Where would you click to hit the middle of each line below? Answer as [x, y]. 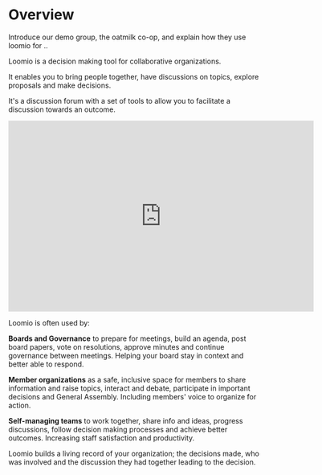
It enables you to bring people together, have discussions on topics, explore [134, 76]
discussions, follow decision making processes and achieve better [118, 429]
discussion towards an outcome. [62, 109]
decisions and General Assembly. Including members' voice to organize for [132, 396]
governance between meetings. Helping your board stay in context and [126, 355]
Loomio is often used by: [49, 322]
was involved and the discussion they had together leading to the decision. [132, 462]
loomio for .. [28, 45]
